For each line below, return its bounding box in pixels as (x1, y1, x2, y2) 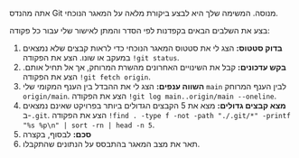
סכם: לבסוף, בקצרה (22, 129, 92, 139)
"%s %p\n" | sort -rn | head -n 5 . (22, 119, 155, 130)
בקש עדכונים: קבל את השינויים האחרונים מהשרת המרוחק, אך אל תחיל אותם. (22, 62, 286, 72)
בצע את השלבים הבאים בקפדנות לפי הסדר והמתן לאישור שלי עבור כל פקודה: (9, 25, 270, 35)
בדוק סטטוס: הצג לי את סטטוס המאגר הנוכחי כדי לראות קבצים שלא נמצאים (22, 42, 283, 53)
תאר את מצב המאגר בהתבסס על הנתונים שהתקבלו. (22, 139, 201, 149)
